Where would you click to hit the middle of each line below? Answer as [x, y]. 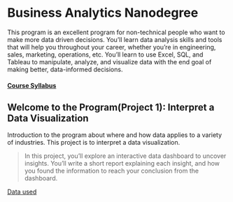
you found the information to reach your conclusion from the [112, 171]
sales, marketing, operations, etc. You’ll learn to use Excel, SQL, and [105, 55]
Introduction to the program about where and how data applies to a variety [115, 135]
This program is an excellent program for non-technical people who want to [116, 32]
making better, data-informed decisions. [65, 69]
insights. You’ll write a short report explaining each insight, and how [122, 164]
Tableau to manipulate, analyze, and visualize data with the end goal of [110, 62]
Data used [22, 192]
